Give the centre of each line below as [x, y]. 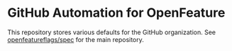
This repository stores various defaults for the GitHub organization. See [112, 32]
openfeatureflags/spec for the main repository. [76, 39]
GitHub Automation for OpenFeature [116, 13]
